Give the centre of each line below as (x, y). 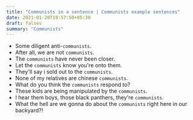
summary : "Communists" (35, 29)
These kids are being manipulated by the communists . (81, 91)
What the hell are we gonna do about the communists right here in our (101, 104)
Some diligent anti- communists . (53, 46)
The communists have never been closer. (65, 59)
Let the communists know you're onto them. (69, 65)
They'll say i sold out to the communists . (64, 72)
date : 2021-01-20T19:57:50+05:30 (49, 18)
